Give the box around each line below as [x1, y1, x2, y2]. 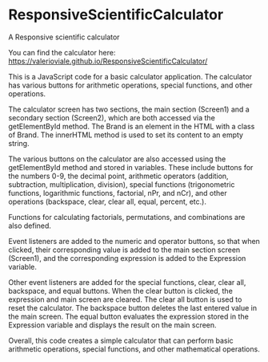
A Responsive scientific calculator [8, 32, 120, 42]
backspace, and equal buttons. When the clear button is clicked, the [8, 286, 234, 295]
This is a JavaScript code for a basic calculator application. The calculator [8, 71, 253, 81]
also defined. [8, 221, 52, 230]
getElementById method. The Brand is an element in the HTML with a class [8, 121, 255, 131]
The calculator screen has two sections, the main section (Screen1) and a [8, 104, 250, 114]
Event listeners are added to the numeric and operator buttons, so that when [8, 236, 260, 246]
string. [8, 138, 30, 148]
